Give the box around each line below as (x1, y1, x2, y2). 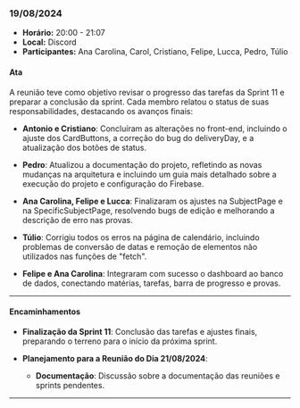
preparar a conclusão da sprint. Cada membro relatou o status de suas (9, 96, 270, 107)
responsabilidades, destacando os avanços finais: (9, 105, 194, 116)
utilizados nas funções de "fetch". (21, 251, 147, 262)
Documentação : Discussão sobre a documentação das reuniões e (35, 370, 280, 381)
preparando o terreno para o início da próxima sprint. (21, 336, 218, 346)
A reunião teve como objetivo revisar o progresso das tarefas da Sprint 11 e (9, 87, 285, 97)
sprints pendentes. (35, 379, 105, 390)
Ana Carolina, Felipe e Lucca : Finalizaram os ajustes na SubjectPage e (21, 196, 283, 206)
